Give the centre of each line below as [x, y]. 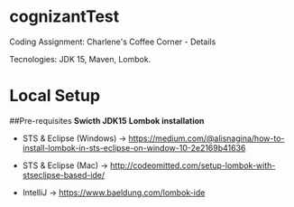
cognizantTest [64, 17]
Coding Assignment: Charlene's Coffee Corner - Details [113, 42]
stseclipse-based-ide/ [64, 174]
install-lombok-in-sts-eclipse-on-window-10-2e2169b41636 [134, 147]
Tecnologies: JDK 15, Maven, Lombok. [80, 59]
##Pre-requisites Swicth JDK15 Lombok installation [107, 120]
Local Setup [55, 96]
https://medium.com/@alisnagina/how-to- [207, 138]
